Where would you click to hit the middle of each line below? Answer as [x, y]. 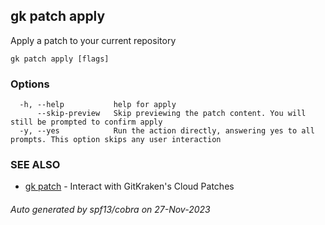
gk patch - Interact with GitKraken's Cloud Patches [129, 186]
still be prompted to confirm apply [86, 122]
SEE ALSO [35, 165]
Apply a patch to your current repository [93, 40]
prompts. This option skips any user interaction [116, 140]
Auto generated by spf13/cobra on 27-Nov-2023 [110, 209]
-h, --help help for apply [98, 105]
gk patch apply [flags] [60, 59]
